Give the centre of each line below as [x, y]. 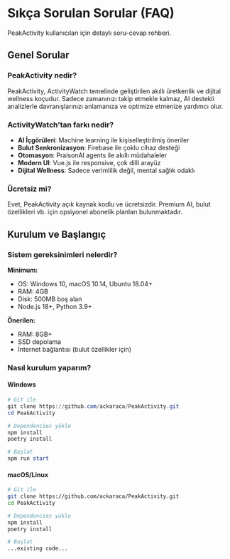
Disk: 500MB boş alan [50, 299]
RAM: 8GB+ [35, 334]
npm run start [28, 459]
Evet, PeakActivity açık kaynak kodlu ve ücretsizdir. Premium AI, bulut [109, 204]
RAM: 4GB [33, 291]
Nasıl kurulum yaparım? [49, 367]
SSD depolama [39, 341]
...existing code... [38, 549]
